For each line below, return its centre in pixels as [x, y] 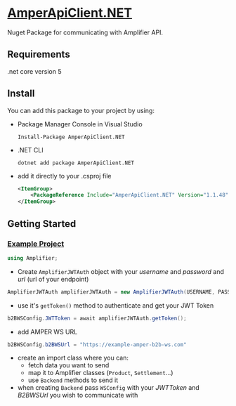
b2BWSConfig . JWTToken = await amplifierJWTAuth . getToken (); [97, 318]
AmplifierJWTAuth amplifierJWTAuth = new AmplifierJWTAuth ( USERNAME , [111, 292]
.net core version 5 [34, 71]
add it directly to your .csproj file [64, 176]
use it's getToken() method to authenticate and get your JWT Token [116, 305]
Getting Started [42, 224]
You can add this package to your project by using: [81, 110]
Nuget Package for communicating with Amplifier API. [85, 32]
